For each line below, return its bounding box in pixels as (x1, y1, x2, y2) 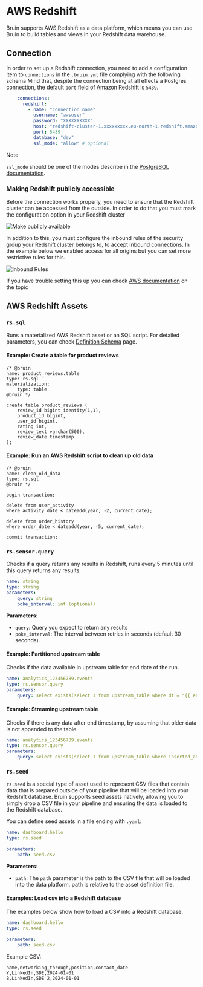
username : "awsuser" (33, 112, 85, 119)
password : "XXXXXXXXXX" (33, 118, 94, 124)
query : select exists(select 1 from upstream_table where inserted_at (17, 754, 199, 760)
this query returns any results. (6, 567, 82, 574)
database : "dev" (33, 134, 74, 140)
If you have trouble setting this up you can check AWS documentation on (6, 277, 188, 284)
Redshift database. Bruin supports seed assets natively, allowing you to (6, 793, 184, 801)
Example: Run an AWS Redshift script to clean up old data (6, 452, 154, 459)
